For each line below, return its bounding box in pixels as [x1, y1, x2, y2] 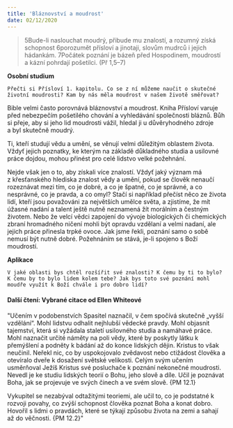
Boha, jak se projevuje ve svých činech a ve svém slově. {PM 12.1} [7, 378, 196, 386]
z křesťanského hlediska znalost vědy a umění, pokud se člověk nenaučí [7, 175, 214, 184]
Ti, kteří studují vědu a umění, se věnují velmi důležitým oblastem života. [7, 139, 214, 147]
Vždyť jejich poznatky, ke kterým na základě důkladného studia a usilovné [7, 147, 219, 155]
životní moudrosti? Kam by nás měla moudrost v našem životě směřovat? [7, 91, 219, 98]
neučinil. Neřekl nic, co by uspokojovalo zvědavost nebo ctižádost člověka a [7, 348, 226, 357]
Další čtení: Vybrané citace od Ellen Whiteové [7, 296, 142, 304]
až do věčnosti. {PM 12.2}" [7, 413, 83, 422]
